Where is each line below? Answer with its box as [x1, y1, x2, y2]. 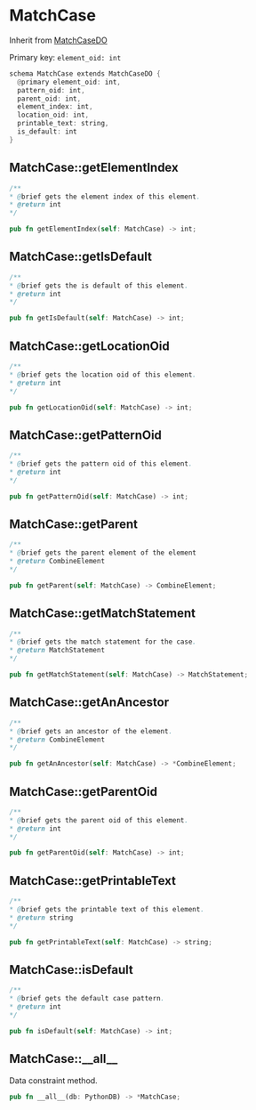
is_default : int [17, 127, 77, 136]
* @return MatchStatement [9, 646, 105, 655]
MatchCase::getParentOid [9, 784, 158, 799]
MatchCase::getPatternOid [9, 427, 163, 442]
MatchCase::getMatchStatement [9, 606, 196, 621]
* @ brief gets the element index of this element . [9, 192, 201, 201]
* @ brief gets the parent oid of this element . [9, 815, 189, 824]
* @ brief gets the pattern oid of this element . [9, 459, 193, 468]
